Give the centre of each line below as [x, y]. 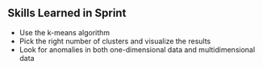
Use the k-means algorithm [65, 32]
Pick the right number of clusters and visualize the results [115, 41]
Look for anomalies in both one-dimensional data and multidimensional [137, 49]
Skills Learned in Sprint [67, 13]
